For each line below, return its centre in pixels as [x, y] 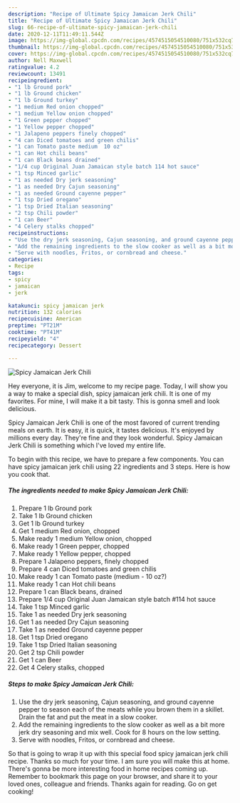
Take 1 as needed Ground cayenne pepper [80, 630]
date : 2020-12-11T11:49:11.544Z [56, 34]
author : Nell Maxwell [40, 61]
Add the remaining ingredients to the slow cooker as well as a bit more [121, 724]
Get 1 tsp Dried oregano [53, 637]
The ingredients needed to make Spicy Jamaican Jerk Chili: [98, 490]
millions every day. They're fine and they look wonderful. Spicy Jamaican [115, 438]
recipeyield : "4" [34, 339]
